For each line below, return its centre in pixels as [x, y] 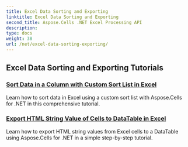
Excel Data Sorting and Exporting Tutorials [85, 68]
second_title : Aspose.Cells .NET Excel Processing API [74, 22]
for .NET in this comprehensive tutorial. [53, 104]
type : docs [19, 33]
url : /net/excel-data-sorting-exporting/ [57, 45]
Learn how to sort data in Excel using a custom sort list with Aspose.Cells [94, 97]
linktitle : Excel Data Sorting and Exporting [62, 17]
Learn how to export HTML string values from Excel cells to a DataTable [92, 131]
